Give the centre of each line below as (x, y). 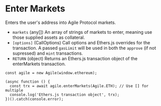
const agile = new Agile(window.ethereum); (51, 73)
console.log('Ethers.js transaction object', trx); (65, 95)
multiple (14, 90)
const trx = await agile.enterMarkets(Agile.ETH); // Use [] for (79, 86)
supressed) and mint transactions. (48, 53)
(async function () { (28, 82)
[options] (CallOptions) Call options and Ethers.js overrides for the (81, 42)
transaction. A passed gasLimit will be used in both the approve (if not (84, 48)
